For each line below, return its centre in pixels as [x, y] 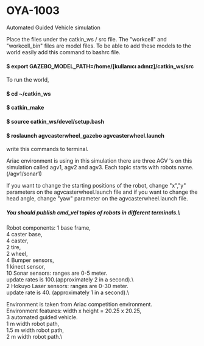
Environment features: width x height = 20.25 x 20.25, [74, 311]
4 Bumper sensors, [30, 260]
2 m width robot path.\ [34, 337]
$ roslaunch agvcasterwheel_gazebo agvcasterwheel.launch [85, 135]
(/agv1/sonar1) [24, 174]
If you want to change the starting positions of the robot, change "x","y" [96, 186]
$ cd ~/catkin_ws [29, 94]
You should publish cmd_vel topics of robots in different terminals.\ [93, 212]
